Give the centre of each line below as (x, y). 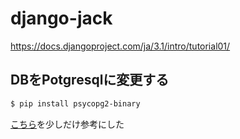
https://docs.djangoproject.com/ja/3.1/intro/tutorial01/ (120, 46)
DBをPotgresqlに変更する (90, 80)
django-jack (61, 18)
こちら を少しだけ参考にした (67, 124)
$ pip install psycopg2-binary (75, 103)
